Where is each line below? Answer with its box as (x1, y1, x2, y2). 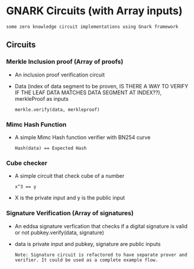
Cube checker (6, 159, 47, 167)
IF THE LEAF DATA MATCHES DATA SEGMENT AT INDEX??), (14, 89, 162, 96)
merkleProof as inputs (14, 95, 69, 102)
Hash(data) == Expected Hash (14, 145, 87, 151)
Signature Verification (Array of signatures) (6, 209, 134, 217)
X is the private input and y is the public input (14, 194, 125, 201)
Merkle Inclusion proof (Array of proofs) (6, 57, 124, 66)
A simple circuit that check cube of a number (14, 172, 125, 180)
